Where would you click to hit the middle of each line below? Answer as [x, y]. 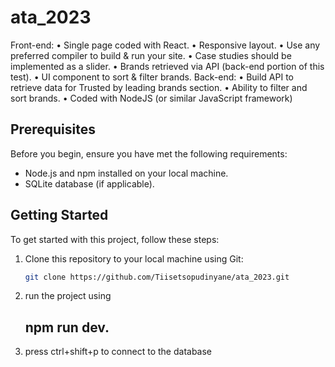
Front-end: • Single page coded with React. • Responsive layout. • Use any [165, 45]
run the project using [68, 296]
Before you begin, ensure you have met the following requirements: [149, 153]
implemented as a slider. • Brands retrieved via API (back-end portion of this [167, 66]
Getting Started [59, 215]
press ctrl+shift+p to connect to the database [118, 352]
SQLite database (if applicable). [89, 183]
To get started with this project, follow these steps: [115, 239]
